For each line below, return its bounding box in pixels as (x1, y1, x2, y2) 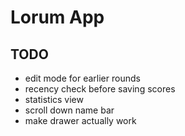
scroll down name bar (24, 104, 115, 116)
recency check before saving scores (24, 83, 176, 95)
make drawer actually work (24, 115, 137, 126)
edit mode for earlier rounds (24, 72, 141, 84)
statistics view (24, 94, 84, 105)
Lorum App (10, 6, 105, 29)
